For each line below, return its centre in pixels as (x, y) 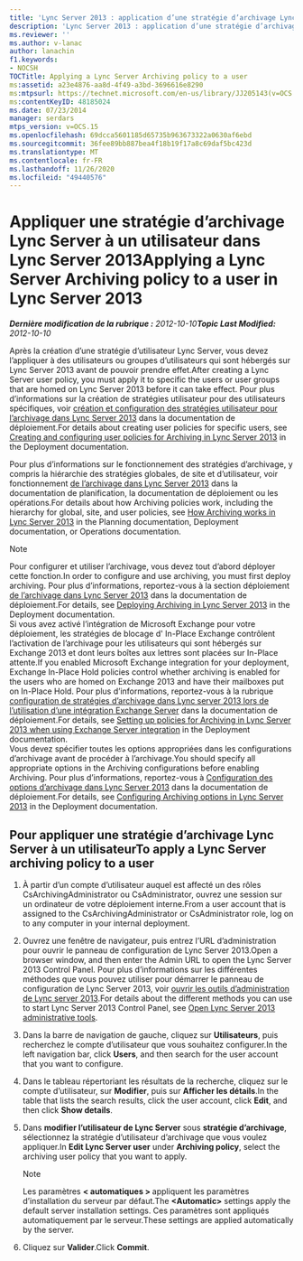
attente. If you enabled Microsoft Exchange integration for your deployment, (149, 663)
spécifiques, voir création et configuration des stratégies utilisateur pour (143, 408)
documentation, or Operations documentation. (96, 532)
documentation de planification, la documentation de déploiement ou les (144, 493)
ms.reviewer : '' (40, 34)
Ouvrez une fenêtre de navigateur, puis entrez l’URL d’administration (149, 941)
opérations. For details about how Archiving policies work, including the (141, 503)
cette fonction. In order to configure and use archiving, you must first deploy (150, 576)
